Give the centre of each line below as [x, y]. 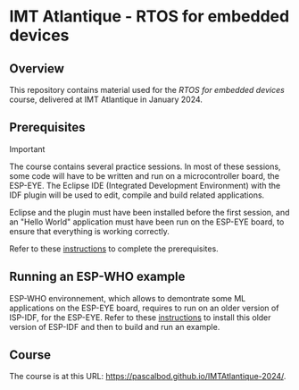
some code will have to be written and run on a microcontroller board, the [144, 175]
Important [27, 148]
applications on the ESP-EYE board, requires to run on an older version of [144, 308]
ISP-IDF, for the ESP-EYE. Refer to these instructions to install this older [140, 317]
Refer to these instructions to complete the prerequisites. [114, 249]
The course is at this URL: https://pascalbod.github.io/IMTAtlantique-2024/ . [148, 377]
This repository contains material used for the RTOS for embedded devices [147, 90]
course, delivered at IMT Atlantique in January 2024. [106, 99]
